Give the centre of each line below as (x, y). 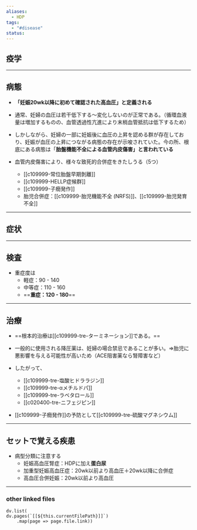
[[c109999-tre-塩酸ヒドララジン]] (64, 380)
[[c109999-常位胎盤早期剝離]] (59, 174)
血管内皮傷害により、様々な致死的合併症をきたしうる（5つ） (88, 161)
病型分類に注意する (38, 456)
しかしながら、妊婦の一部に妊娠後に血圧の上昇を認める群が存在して (96, 134)
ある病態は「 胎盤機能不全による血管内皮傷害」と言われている (99, 149)
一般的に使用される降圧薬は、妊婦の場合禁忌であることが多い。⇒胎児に (102, 348)
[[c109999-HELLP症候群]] (55, 181)
